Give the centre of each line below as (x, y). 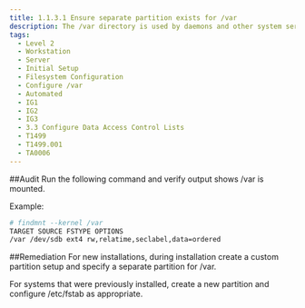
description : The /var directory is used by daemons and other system (146, 26)
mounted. (27, 188)
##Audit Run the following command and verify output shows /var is (137, 179)
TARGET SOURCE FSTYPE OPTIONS (67, 231)
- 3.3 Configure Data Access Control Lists (101, 128)
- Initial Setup (48, 69)
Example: (27, 206)
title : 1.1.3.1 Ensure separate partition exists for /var (123, 18)
